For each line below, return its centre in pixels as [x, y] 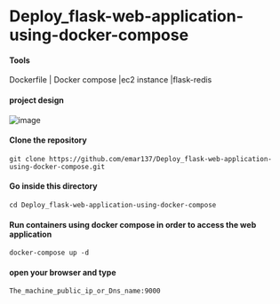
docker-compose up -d [49, 253]
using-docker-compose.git [57, 167]
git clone [28, 159]
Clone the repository [48, 140]
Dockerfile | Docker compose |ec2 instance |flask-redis [111, 80]
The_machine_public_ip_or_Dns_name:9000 [85, 291]
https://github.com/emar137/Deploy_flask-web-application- [160, 159]
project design [36, 100]
